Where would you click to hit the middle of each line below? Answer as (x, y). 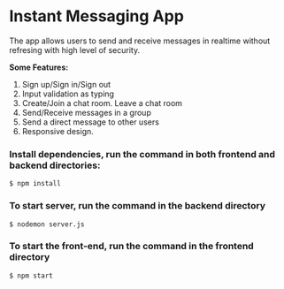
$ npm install (35, 184)
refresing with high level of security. (74, 49)
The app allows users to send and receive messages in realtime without (140, 41)
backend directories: (55, 165)
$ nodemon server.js (47, 224)
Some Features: (39, 67)
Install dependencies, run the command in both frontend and (142, 154)
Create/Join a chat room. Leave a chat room (102, 103)
